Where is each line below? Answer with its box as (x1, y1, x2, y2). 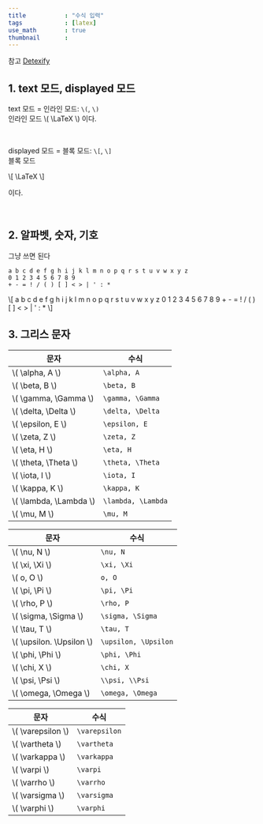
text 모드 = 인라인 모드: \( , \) (8, 104, 100, 114)
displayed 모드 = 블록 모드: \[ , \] (8, 146, 113, 156)
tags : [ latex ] (8, 19, 97, 27)
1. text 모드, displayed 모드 (8, 81, 136, 95)
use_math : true (8, 26, 87, 34)
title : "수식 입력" (8, 11, 105, 20)
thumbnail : (8, 33, 69, 42)
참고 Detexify (8, 56, 50, 66)
